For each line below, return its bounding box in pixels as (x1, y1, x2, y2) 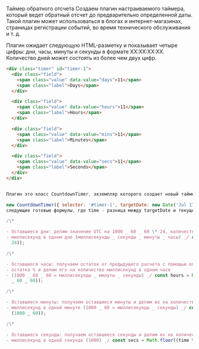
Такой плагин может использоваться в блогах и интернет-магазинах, (6, 18, 182, 24)
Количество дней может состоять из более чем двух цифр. (6, 55, 157, 61)
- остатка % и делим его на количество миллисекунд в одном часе (6, 266, 171, 272)
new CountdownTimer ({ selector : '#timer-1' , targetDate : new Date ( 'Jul (6, 202, 187, 208)
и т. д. (6, 30, 21, 37)
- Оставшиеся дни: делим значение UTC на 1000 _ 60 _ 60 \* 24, (6, 229, 168, 235)
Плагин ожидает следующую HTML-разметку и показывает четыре (6, 42, 178, 49)
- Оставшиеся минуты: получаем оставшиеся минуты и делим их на (6, 299, 168, 305)
